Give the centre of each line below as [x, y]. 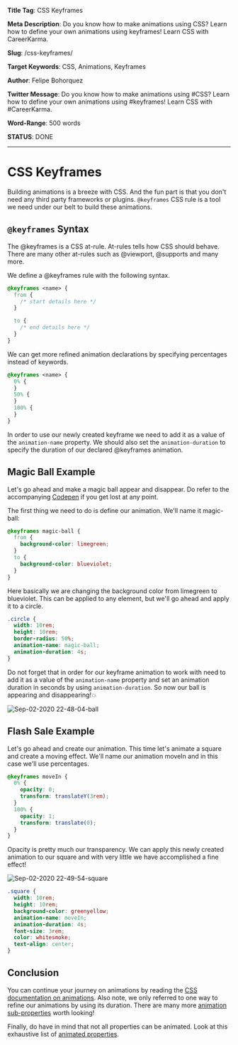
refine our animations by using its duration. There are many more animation [117, 1005]
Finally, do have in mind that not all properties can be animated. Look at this [118, 1027]
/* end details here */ [55, 327]
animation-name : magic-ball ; [57, 646]
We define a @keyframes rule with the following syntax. [89, 275]
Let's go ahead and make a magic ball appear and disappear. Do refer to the [118, 489]
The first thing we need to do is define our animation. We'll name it [104, 510]
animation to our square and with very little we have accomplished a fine [113, 857]
